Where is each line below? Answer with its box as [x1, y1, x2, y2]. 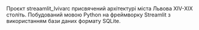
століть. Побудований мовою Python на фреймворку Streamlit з [6, 11, 171, 18]
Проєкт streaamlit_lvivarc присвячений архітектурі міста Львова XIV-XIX [6, 5, 193, 12]
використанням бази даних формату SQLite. [6, 18, 121, 24]
